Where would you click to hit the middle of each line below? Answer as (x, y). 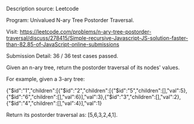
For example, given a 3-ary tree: (46, 79)
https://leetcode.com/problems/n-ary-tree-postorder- (86, 32)
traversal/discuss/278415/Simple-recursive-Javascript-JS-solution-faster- (97, 38)
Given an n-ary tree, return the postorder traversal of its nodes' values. (93, 67)
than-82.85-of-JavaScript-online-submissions (63, 44)
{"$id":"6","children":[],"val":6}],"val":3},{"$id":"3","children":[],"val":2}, (94, 97)
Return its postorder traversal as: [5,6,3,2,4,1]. (62, 115)
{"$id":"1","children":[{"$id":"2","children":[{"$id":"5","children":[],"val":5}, (97, 91)
